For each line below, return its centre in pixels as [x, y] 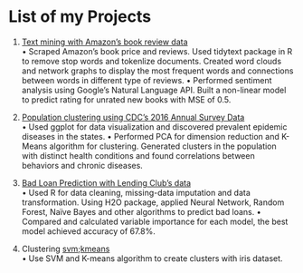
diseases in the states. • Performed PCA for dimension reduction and [150, 136]
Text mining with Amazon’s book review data [104, 42]
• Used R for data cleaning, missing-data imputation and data [136, 192]
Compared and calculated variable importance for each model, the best [155, 221]
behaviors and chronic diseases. [82, 165]
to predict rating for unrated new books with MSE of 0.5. [126, 99]
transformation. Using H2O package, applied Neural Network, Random [153, 202]
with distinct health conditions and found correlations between [138, 155]
